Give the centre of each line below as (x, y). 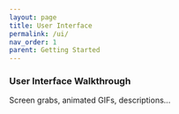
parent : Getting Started (55, 50)
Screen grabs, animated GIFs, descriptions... (90, 100)
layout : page (33, 17)
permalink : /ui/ (39, 34)
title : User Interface (51, 26)
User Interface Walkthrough (70, 81)
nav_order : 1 (33, 42)
